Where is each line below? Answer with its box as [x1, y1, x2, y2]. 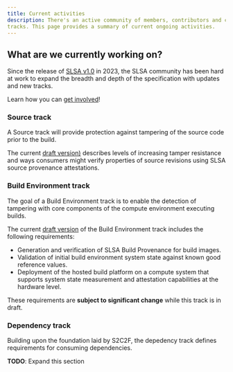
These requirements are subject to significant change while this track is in [7, 296, 222, 304]
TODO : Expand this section [7, 357, 85, 366]
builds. [7, 211, 26, 220]
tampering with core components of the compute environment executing [7, 204, 215, 212]
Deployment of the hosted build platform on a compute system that [17, 267, 209, 276]
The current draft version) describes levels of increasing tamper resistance [7, 149, 222, 157]
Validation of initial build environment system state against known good [17, 253, 221, 261]
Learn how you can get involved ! [7, 95, 101, 104]
